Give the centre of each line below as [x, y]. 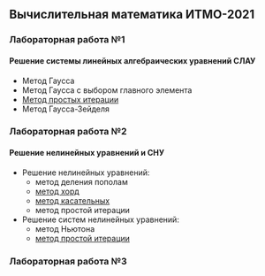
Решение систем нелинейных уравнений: [100, 219]
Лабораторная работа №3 [68, 261]
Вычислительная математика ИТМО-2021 [132, 15]
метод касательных [72, 200]
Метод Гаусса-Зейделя [66, 109]
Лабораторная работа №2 [68, 132]
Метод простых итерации [70, 99]
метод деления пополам [81, 181]
